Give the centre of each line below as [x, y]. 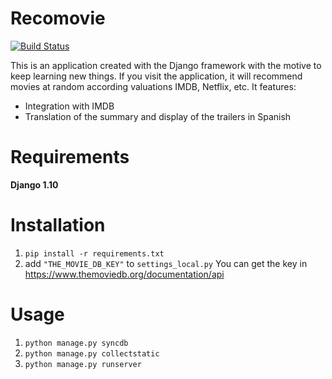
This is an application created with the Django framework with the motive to [166, 65]
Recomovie [58, 18]
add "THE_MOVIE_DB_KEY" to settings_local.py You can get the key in [166, 263]
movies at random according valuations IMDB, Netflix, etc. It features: [153, 86]
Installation [58, 225]
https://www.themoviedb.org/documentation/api [124, 274]
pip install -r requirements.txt [94, 253]
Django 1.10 [34, 184]
